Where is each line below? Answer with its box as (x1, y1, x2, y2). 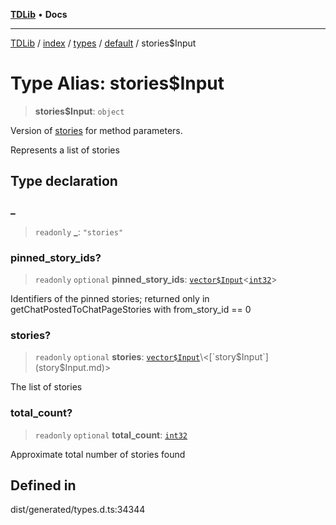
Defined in (10, 477, 77, 494)
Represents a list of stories (10, 144, 120, 156)
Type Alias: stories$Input (10, 72, 225, 95)
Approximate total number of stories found (10, 448, 186, 460)
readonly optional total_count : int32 (34, 429, 188, 441)
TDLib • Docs (10, 9, 68, 20)
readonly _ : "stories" (34, 225, 124, 238)
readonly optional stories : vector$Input (34, 351, 201, 363)
